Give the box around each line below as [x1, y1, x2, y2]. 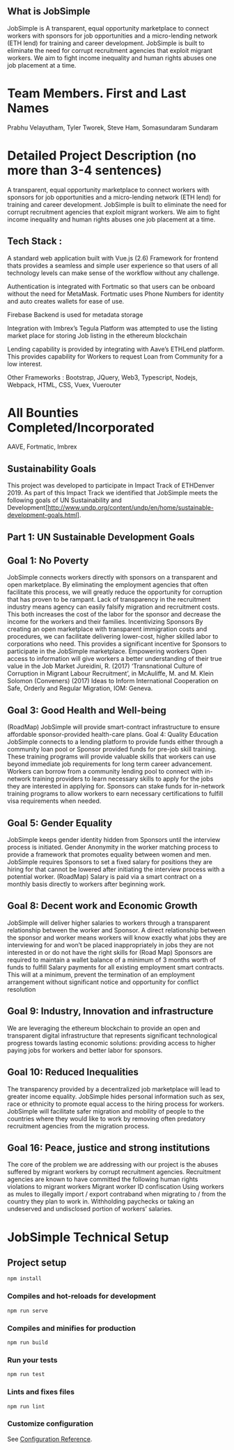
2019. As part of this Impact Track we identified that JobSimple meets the [7, 489, 218, 497]
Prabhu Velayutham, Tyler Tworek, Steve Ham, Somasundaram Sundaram [7, 123, 218, 132]
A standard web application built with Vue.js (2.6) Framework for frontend [7, 254, 219, 262]
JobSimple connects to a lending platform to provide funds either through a [7, 738, 224, 746]
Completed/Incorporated [7, 419, 155, 435]
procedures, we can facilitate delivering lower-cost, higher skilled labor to [7, 632, 219, 641]
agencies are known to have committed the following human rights [7, 1175, 198, 1183]
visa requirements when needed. [7, 797, 102, 805]
